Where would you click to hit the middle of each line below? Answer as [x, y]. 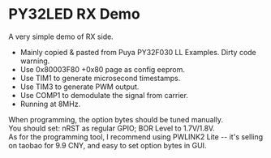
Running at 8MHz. [50, 104]
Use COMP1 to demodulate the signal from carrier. [104, 95]
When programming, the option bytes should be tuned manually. [116, 119]
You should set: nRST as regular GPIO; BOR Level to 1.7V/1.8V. [112, 128]
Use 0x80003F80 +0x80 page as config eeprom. [102, 69]
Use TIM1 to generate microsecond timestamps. [100, 78]
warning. [35, 61]
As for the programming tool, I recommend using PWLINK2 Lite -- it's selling [136, 137]
